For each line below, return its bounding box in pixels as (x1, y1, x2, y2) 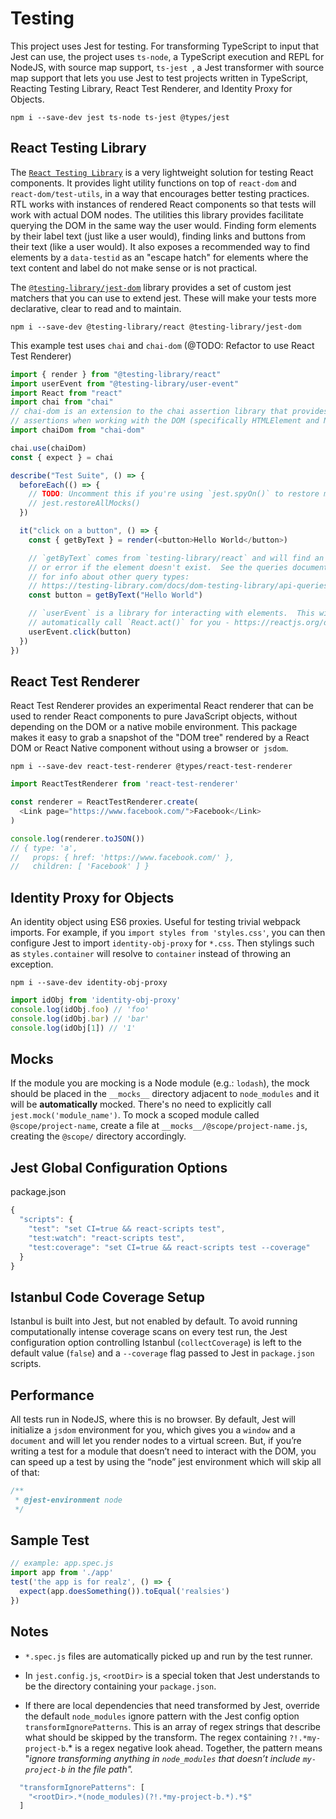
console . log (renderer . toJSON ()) (10, 833, 145, 844)
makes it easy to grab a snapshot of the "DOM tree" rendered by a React (10, 732, 310, 744)
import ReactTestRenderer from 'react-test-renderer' (10, 779, 240, 789)
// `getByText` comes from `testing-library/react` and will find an (28, 553, 325, 563)
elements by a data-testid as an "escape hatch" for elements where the (10, 251, 309, 263)
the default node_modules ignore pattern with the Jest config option (24, 1710, 300, 1722)
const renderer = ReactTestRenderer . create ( (10, 797, 199, 807)
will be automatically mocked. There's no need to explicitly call (10, 1098, 272, 1111)
